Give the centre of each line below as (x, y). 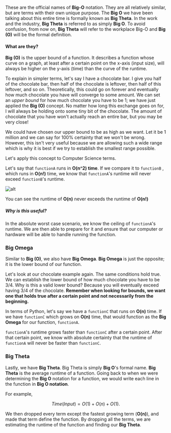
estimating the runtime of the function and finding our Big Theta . (73, 424)
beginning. (17, 301)
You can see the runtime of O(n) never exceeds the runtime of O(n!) (77, 199)
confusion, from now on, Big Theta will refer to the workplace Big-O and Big (86, 29)
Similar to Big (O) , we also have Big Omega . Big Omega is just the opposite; (85, 259)
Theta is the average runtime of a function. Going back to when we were (82, 373)
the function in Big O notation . (37, 384)
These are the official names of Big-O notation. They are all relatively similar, (86, 7)
